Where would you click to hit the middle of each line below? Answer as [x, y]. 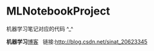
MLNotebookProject [58, 11]
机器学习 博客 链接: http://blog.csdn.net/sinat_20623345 [77, 41]
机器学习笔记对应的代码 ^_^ [40, 29]
